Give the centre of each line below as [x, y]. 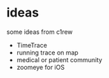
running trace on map [48, 52]
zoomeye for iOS [41, 67]
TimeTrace [32, 45]
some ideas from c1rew [40, 32]
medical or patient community [59, 59]
